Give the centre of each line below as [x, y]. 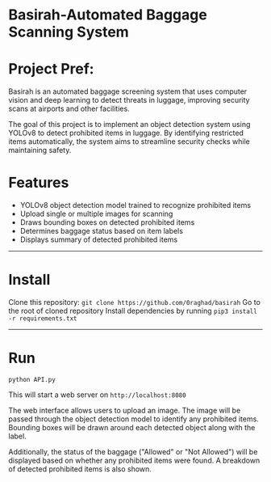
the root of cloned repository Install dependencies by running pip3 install [133, 311]
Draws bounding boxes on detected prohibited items [107, 222]
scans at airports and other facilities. [69, 109]
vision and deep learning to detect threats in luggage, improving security [129, 100]
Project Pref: [51, 69]
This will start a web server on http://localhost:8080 [98, 395]
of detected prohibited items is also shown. [80, 469]
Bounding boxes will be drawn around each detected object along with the [132, 427]
